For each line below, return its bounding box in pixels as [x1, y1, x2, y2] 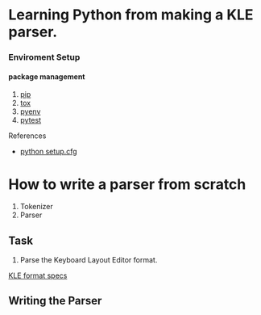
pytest [19, 115, 42, 125]
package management [8, 71, 85, 82]
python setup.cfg [19, 147, 78, 157]
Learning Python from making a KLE [8, 6, 254, 24]
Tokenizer [19, 202, 54, 212]
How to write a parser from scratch [8, 175, 246, 193]
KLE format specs [8, 271, 68, 280]
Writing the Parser [8, 294, 102, 308]
